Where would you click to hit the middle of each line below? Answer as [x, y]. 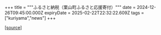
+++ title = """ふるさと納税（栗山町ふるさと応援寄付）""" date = [70, 7]
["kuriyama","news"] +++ [30, 18]
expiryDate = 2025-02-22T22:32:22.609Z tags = [94, 13]
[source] [13, 28]
